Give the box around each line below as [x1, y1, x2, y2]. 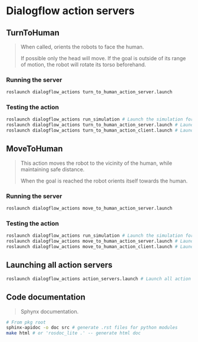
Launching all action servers [6, 260, 113, 270]
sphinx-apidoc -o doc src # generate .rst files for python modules [6, 325, 178, 331]
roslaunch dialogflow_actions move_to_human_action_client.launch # [6, 244, 178, 250]
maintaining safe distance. [20, 165, 85, 172]
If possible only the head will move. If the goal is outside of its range [20, 55, 186, 61]
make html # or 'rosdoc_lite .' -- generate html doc [6, 330, 141, 336]
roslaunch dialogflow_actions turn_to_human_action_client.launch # [6, 128, 178, 133]
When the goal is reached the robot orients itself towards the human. [20, 177, 188, 184]
